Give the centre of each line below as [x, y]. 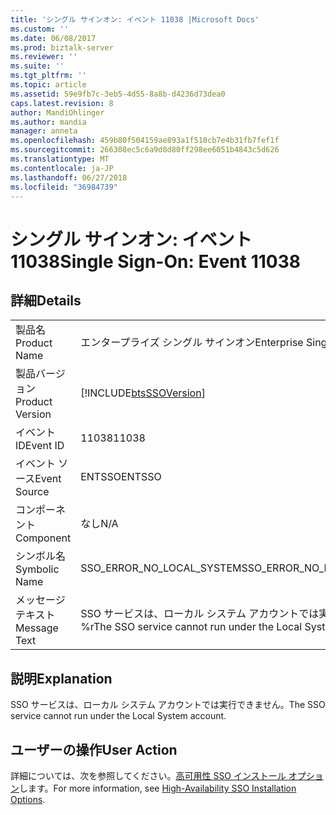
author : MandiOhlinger [57, 112]
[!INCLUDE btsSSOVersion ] [143, 393]
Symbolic [37, 569]
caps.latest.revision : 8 [62, 103]
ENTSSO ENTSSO [121, 477]
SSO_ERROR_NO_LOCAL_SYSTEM [161, 568]
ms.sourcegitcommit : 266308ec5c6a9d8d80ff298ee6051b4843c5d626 [145, 150]
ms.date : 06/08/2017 [53, 38]
